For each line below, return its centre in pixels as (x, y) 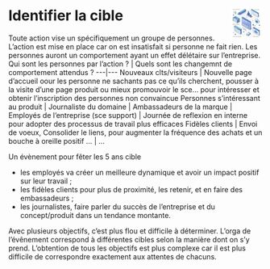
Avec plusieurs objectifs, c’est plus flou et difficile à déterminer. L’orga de (130, 231)
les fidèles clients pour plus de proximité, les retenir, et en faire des (131, 189)
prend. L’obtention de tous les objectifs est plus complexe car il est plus (127, 248)
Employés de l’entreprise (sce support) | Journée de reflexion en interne (128, 115)
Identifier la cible (66, 16)
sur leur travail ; (46, 181)
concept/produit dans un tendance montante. (96, 215)
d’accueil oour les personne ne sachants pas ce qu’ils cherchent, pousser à (134, 81)
